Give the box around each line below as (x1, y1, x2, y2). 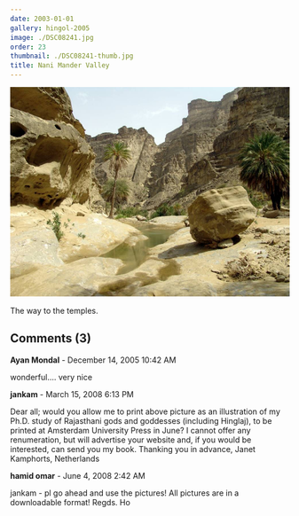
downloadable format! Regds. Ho (10, 496, 131, 507)
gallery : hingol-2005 (10, 23, 90, 33)
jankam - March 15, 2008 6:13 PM (10, 388, 134, 399)
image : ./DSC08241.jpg (10, 33, 94, 42)
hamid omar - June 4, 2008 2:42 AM (10, 470, 146, 481)
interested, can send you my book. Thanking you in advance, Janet (10, 443, 256, 454)
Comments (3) (10, 331, 91, 346)
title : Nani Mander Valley (10, 61, 110, 70)
